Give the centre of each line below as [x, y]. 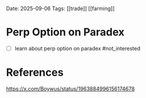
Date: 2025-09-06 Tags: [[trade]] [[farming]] [60, 9]
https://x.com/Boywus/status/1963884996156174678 [71, 89]
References [35, 72]
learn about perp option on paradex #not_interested [77, 48]
